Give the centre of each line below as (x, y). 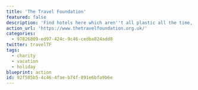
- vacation (25, 61)
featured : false (26, 17)
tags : (13, 50)
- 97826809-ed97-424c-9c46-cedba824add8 (62, 39)
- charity (23, 56)
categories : (21, 34)
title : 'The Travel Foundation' (46, 12)
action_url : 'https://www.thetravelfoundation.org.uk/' (77, 28)
